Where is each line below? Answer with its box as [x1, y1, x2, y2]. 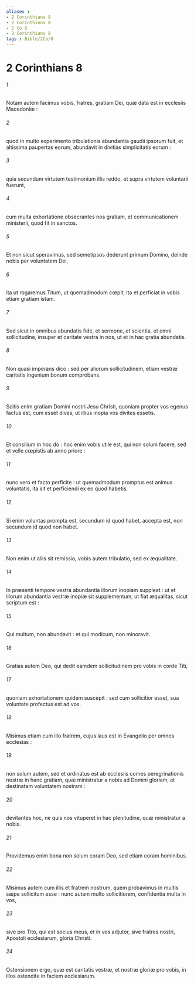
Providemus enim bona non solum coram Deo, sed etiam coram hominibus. [6, 852, 188, 859]
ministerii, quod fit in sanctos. [6, 220, 77, 227]
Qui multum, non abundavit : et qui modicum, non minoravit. [6, 631, 151, 638]
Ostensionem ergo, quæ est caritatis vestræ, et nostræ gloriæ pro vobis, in [6, 966, 186, 973]
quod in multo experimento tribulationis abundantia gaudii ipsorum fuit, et [6, 137, 183, 144]
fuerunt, [6, 181, 26, 188]
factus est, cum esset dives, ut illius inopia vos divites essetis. [6, 410, 156, 417]
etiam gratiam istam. [6, 295, 56, 302]
